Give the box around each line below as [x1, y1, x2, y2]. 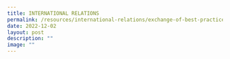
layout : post [7, 28, 44, 36]
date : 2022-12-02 [7, 22, 57, 29]
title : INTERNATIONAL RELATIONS [7, 9, 99, 17]
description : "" [7, 35, 53, 42]
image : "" [7, 41, 36, 48]
